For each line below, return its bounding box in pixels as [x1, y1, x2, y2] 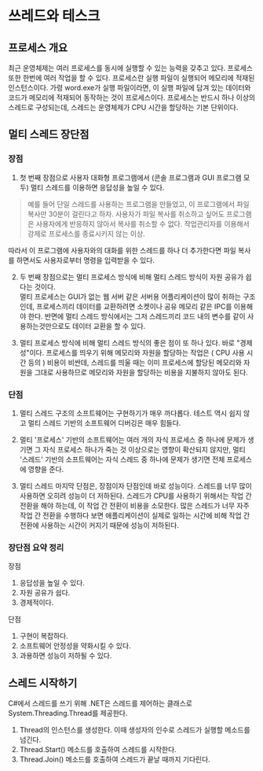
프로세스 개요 [8, 41, 68, 54]
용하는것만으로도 [19, 321, 71, 330]
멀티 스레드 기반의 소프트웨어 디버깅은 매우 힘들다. [27, 418, 181, 427]
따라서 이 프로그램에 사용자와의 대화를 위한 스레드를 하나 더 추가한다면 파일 [8, 245, 237, 255]
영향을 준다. [27, 464, 64, 474]
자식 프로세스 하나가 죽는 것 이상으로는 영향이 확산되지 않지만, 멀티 [42, 445, 246, 454]
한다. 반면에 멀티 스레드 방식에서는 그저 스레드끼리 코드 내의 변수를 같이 [27, 312, 246, 321]
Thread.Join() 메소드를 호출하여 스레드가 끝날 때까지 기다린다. [19, 754, 210, 764]
